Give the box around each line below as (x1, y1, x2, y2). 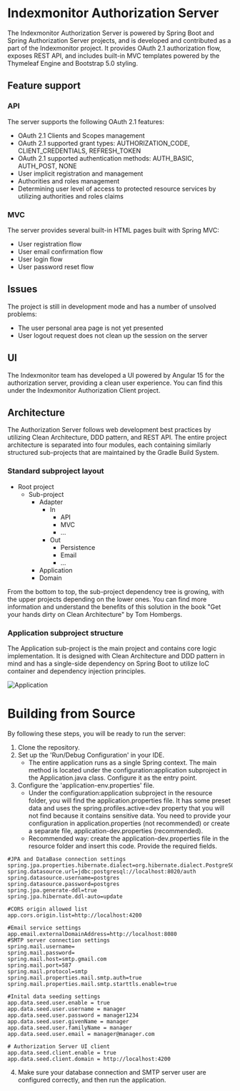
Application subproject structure (7, 628, 124, 638)
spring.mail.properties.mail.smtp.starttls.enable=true (7, 980, 177, 987)
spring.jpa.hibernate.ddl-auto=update (7, 893, 123, 900)
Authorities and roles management (17, 176, 120, 185)
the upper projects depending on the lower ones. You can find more (7, 595, 207, 603)
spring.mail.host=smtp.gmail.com (7, 955, 107, 962)
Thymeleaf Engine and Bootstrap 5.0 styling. (7, 59, 138, 67)
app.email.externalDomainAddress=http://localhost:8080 (7, 930, 177, 937)
